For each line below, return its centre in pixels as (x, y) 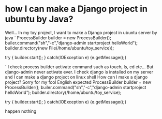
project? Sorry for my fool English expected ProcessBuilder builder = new (78, 82)
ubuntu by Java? (39, 19)
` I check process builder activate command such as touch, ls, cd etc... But (79, 67)
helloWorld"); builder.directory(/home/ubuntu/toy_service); (63, 92)
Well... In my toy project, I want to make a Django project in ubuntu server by (81, 32)
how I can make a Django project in (76, 9)
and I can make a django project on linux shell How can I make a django (76, 77)
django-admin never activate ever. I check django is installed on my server (79, 72)
